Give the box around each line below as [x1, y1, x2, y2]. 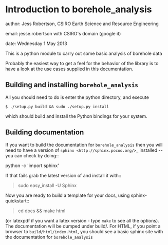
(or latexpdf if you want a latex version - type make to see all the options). [5, 217, 159, 223]
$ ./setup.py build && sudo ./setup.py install [5, 104, 109, 109]
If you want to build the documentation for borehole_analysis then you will [5, 141, 163, 148]
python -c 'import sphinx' [5, 162, 59, 169]
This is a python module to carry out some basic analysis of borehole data [5, 50, 162, 56]
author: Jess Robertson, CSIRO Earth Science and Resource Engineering [5, 21, 159, 27]
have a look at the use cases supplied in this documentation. [5, 66, 134, 72]
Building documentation [5, 128, 84, 137]
